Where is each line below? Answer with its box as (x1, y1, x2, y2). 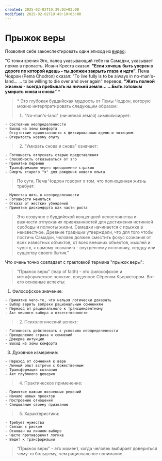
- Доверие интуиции (5, 337, 45, 342)
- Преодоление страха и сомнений (5, 333, 73, 337)
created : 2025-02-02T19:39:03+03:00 (5, 7, 79, 12)
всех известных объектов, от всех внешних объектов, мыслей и (16, 239, 151, 245)
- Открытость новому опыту (5, 135, 60, 140)
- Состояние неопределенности (5, 122, 66, 127)
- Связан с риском (5, 425, 42, 429)
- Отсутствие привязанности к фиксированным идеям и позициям (5, 130, 133, 136)
